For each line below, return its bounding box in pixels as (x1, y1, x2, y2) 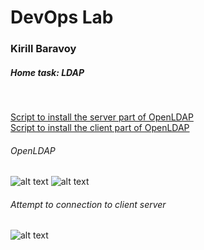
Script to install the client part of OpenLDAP (10, 122, 190, 134)
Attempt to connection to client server (10, 198, 167, 210)
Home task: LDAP (10, 66, 85, 78)
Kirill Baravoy (10, 42, 77, 56)
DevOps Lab (10, 6, 114, 29)
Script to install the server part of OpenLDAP (10, 111, 194, 123)
